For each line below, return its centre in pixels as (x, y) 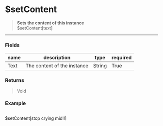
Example (16, 103)
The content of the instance (57, 66)
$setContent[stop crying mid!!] (36, 118)
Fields (12, 45)
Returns (15, 80)
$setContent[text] (35, 28)
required (122, 58)
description (57, 58)
